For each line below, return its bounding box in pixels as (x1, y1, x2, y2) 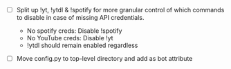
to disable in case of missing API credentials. (16, 14, 145, 22)
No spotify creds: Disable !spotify (26, 27, 122, 35)
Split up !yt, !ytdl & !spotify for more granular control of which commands (16, 6, 225, 14)
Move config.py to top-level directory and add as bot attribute (16, 55, 193, 63)
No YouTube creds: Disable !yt (26, 34, 113, 42)
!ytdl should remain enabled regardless (26, 41, 138, 50)
